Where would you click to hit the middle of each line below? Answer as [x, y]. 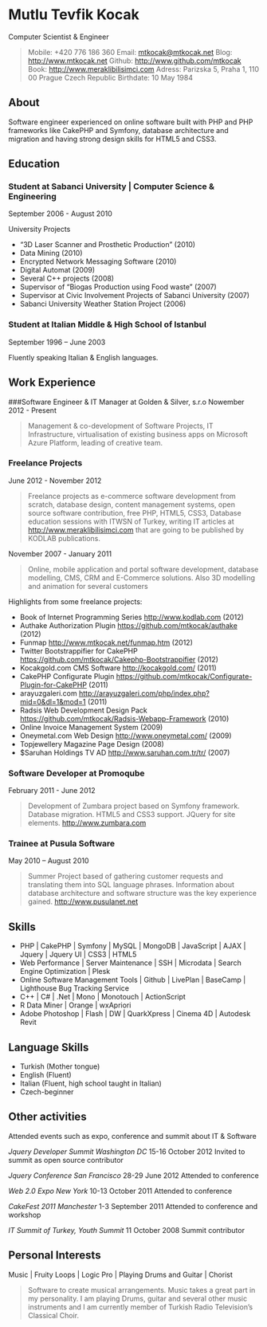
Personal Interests [55, 1256]
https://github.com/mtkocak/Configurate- [184, 676]
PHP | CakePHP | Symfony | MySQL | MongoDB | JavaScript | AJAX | [133, 946]
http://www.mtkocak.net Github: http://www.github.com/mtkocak [134, 61]
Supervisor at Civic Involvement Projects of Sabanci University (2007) [134, 296]
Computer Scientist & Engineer [59, 37]
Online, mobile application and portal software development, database [143, 569]
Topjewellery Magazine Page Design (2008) [92, 744]
